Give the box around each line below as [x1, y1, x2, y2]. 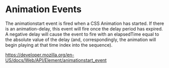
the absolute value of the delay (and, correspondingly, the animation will [5, 37, 156, 43]
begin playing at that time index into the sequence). [5, 42, 113, 48]
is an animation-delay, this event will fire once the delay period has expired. [5, 25, 163, 31]
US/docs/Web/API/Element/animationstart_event [5, 57, 107, 63]
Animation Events [5, 4, 82, 15]
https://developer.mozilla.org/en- [5, 52, 75, 58]
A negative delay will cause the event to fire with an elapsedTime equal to [5, 31, 159, 37]
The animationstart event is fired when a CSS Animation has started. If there [5, 20, 164, 26]
